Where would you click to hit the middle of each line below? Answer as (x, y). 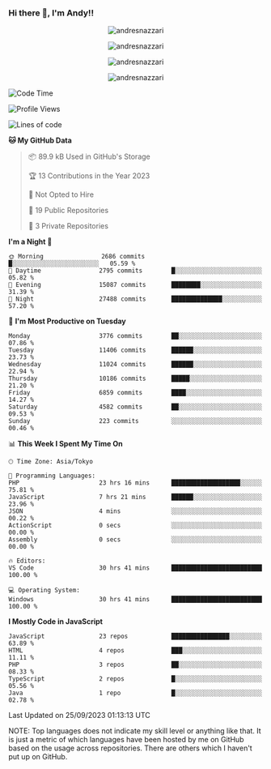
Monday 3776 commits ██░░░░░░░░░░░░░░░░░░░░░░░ (135, 336)
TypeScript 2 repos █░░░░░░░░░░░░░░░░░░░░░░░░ (135, 679)
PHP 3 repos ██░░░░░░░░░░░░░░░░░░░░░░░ (135, 665)
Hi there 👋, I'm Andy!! (51, 13)
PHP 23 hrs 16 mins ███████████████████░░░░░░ (135, 483)
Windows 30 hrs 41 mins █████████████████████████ (135, 600)
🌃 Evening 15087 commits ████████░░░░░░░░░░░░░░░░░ (135, 285)
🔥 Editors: (27, 561)
